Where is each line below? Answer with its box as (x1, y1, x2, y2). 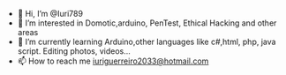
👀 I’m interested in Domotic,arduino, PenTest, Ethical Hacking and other (17, 18, 277, 28)
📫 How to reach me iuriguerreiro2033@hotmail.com (17, 56, 209, 66)
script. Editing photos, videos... (17, 46, 131, 56)
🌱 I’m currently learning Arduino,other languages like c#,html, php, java (17, 36, 276, 47)
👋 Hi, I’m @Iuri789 (17, 9, 84, 19)
